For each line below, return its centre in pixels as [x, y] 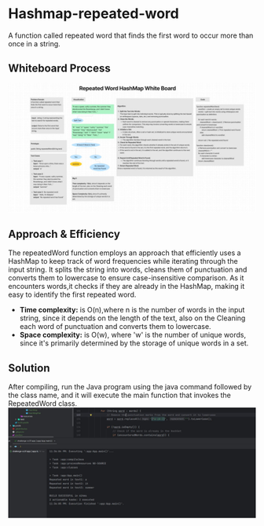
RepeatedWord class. [42, 404]
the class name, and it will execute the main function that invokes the [120, 395]
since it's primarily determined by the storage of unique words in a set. [134, 343]
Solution [29, 368]
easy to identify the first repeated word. [72, 294]
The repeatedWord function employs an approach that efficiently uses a [125, 253]
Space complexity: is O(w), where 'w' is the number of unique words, [132, 335]
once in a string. [34, 43]
